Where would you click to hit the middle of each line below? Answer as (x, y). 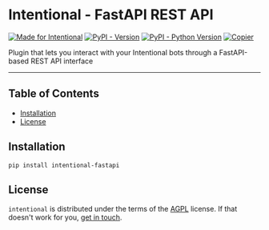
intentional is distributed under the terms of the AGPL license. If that (123, 209)
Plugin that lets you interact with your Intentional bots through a (113, 52)
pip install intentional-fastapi (64, 165)
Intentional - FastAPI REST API (111, 15)
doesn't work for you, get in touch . (65, 217)
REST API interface (62, 61)
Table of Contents (54, 94)
